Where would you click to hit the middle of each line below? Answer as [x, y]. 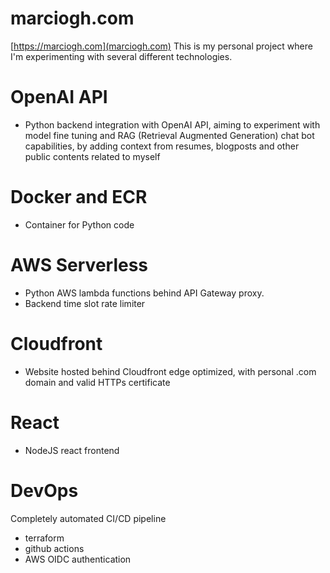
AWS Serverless [79, 265]
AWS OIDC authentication [78, 559]
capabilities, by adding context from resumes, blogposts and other [162, 146]
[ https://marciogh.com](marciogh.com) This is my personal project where [161, 46]
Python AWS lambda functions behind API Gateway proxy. [144, 293]
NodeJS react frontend [72, 450]
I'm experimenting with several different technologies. [121, 56]
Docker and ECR [79, 197]
